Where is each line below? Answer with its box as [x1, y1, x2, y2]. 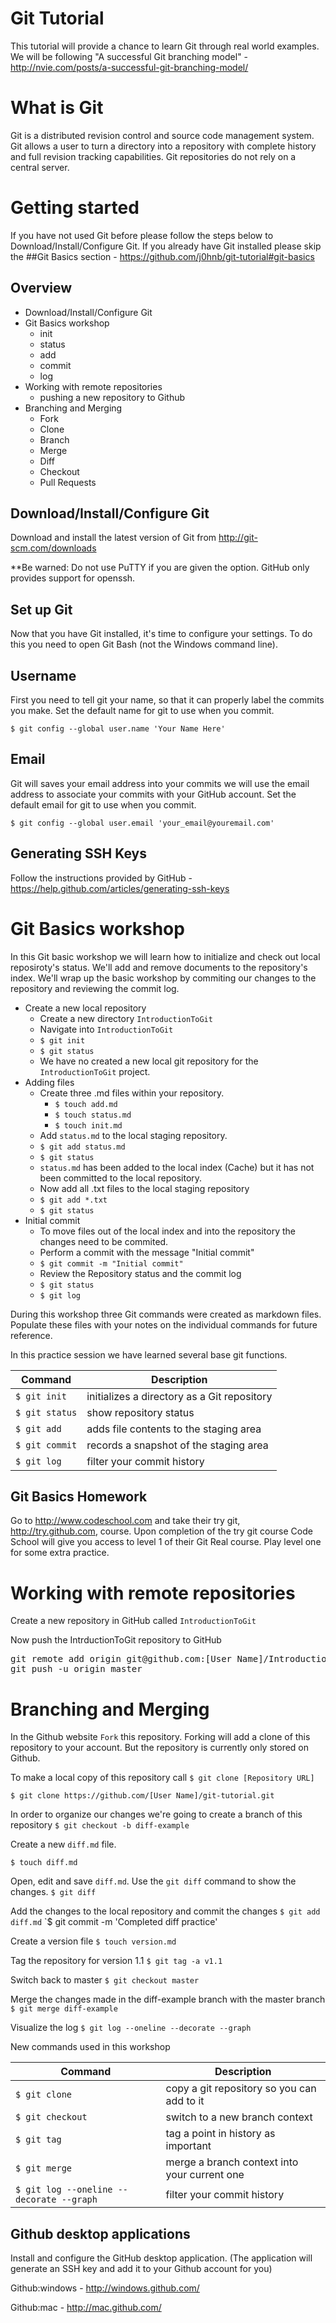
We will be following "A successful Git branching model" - [10, 50, 249, 62]
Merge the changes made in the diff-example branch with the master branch [10, 1993, 326, 2006]
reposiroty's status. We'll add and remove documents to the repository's [10, 961, 308, 973]
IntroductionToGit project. [39, 1065, 151, 1077]
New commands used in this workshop [10, 2041, 171, 2053]
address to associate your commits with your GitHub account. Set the [10, 788, 297, 800]
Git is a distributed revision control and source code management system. [10, 129, 315, 141]
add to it [165, 2094, 205, 2108]
